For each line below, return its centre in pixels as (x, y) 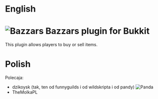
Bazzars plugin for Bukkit (98, 31)
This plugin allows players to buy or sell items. (51, 45)
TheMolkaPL (25, 92)
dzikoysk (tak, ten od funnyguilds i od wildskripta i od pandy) (73, 87)
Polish (18, 64)
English (20, 9)
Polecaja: (14, 78)
